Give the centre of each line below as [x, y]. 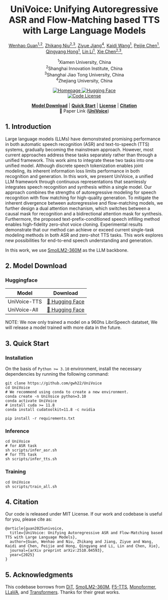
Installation [19, 358]
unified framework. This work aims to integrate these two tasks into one [79, 160]
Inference [17, 431]
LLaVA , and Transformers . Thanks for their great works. [63, 592]
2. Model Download [36, 266]
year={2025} [22, 555]
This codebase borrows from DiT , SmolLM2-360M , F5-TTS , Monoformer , [81, 587]
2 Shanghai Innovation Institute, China [84, 68]
